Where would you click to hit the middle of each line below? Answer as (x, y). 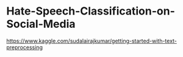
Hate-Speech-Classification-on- (91, 11)
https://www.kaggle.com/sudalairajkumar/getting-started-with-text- (91, 41)
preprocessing (24, 47)
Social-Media (41, 24)
